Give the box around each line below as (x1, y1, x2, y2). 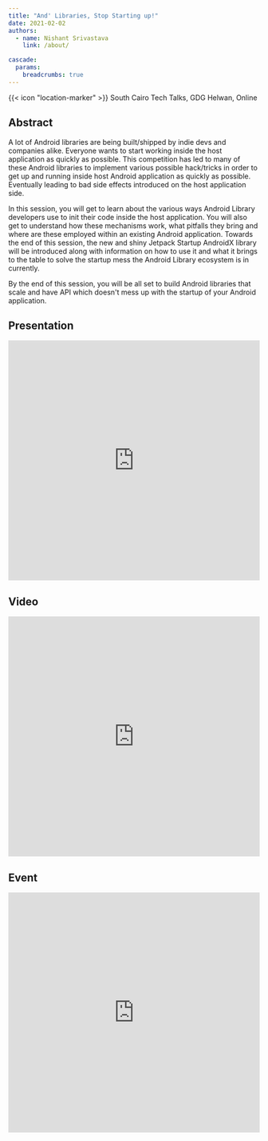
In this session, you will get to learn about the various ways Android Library (8, 203, 255, 213)
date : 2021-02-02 (8, 19, 66, 27)
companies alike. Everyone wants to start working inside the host (8, 146, 223, 155)
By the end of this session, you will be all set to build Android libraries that (8, 278, 251, 288)
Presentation (8, 318, 74, 332)
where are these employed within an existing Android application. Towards (8, 229, 254, 238)
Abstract (8, 116, 53, 130)
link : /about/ (22, 42, 69, 50)
